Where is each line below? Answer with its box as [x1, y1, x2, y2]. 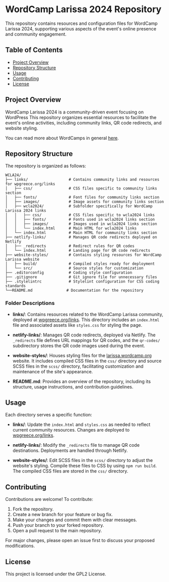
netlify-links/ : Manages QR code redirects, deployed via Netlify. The [12, 332, 156, 338]
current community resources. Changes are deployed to [12, 427, 130, 433]
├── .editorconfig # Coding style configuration [5, 270, 133, 276]
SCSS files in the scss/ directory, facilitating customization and [12, 363, 144, 369]
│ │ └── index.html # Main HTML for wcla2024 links [5, 226, 137, 231]
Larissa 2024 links [5, 208, 47, 213]
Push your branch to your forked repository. [12, 522, 104, 528]
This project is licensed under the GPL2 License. [5, 571, 106, 577]
